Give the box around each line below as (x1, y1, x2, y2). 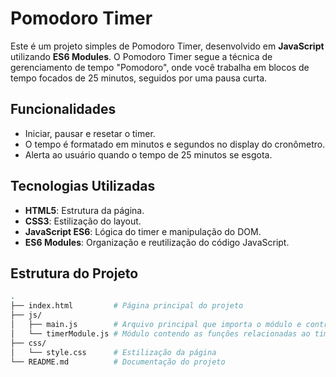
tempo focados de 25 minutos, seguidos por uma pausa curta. (10, 72, 268, 84)
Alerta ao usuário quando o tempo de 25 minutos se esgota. (24, 148, 273, 161)
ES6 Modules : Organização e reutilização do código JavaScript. (24, 236, 290, 248)
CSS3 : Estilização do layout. (24, 215, 142, 227)
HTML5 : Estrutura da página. (24, 204, 145, 216)
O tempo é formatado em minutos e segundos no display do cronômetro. (24, 138, 326, 150)
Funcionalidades (10, 101, 117, 118)
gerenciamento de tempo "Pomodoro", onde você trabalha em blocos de (10, 61, 310, 73)
